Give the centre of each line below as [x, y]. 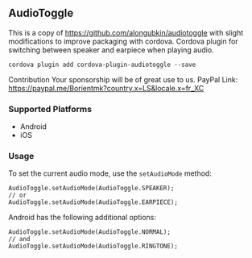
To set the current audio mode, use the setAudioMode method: [110, 173]
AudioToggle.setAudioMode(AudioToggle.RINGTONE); [93, 246]
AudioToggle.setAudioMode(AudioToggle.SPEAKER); [91, 189]
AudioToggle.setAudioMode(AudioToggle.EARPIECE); [93, 202]
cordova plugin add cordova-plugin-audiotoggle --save [102, 64]
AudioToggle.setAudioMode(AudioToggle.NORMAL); [90, 232]
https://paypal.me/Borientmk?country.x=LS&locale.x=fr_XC [106, 88]
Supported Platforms [50, 109]
